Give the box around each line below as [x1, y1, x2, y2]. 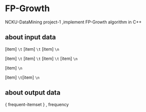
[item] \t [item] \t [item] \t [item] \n [5, 56, 78, 61]
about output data [5, 89, 61, 97]
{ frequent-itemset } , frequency [5, 101, 69, 107]
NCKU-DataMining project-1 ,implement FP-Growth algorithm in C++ [5, 19, 142, 25]
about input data [5, 33, 56, 41]
